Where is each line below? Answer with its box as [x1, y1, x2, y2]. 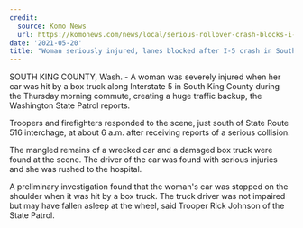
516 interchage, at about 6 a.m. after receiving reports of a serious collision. [9, 127, 290, 138]
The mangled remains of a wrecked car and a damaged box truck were [9, 145, 273, 156]
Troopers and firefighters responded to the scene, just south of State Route [9, 118, 289, 129]
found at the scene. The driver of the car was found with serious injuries [9, 154, 278, 165]
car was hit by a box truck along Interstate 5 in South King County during [9, 81, 280, 92]
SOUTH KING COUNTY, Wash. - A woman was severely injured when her [9, 71, 281, 82]
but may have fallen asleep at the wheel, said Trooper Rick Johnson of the [9, 200, 285, 212]
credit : [9, 13, 39, 23]
